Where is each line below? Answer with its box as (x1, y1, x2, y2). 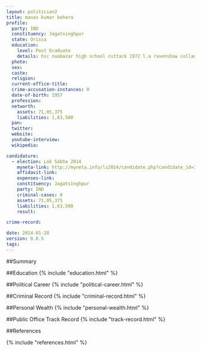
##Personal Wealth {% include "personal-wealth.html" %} (6, 304, 150, 311)
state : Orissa (11, 36, 47, 42)
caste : (11, 70, 28, 76)
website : (11, 131, 33, 138)
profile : (6, 20, 28, 26)
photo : (11, 59, 28, 65)
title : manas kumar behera (6, 14, 74, 20)
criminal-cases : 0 (17, 192, 63, 198)
